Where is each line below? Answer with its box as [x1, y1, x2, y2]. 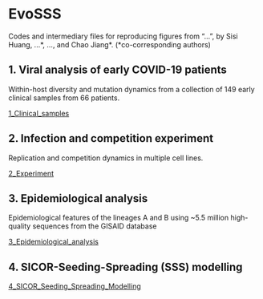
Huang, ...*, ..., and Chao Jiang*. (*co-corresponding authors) [8, 39, 211, 49]
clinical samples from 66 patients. [8, 93, 120, 103]
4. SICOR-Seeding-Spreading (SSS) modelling [8, 260, 243, 273]
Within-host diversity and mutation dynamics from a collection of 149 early [8, 84, 255, 94]
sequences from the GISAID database [32, 221, 157, 231]
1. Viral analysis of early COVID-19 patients [8, 63, 227, 77]
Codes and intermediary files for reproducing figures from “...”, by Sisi [8, 31, 238, 41]
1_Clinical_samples [8, 108, 70, 118]
